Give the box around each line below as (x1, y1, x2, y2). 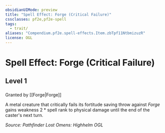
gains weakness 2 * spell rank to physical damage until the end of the (5, 107, 150, 113)
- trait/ (10, 26, 28, 31)
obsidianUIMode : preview (5, 7, 58, 13)
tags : (5, 21, 17, 27)
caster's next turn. (5, 112, 43, 118)
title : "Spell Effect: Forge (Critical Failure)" (5, 12, 112, 17)
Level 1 (5, 77, 27, 85)
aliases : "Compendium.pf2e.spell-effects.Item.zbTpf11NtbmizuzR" (5, 31, 145, 36)
